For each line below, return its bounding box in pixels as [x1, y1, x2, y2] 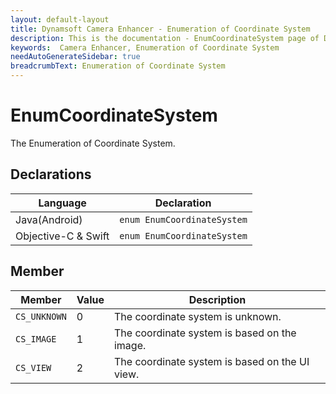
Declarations [10, 166, 92, 183]
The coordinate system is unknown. [113, 309, 282, 323]
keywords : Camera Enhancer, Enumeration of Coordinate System [10, 42, 280, 53]
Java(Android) [15, 212, 83, 226]
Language [38, 196, 87, 210]
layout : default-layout [10, 14, 110, 25]
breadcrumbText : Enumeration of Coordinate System [10, 61, 226, 71]
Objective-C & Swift [15, 229, 110, 243]
